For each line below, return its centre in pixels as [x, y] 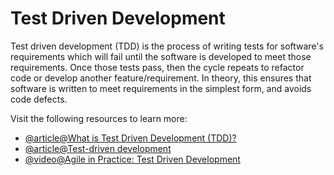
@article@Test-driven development [98, 148]
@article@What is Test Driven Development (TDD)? [130, 138]
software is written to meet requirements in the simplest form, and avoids [161, 88]
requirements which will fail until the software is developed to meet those [161, 56]
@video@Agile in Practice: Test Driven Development [132, 159]
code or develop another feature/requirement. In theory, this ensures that [161, 78]
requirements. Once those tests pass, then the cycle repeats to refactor [157, 67]
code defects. [39, 99]
